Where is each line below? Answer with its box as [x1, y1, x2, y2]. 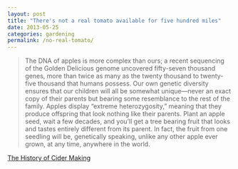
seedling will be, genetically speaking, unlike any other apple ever [24, 133, 219, 141]
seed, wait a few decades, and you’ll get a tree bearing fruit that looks [24, 117, 230, 126]
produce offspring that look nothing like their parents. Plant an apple [24, 110, 226, 118]
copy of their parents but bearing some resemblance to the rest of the [24, 94, 230, 103]
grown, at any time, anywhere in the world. [24, 140, 151, 148]
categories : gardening [7, 30, 75, 38]
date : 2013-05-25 [7, 24, 59, 31]
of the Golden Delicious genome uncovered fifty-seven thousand [24, 64, 216, 73]
